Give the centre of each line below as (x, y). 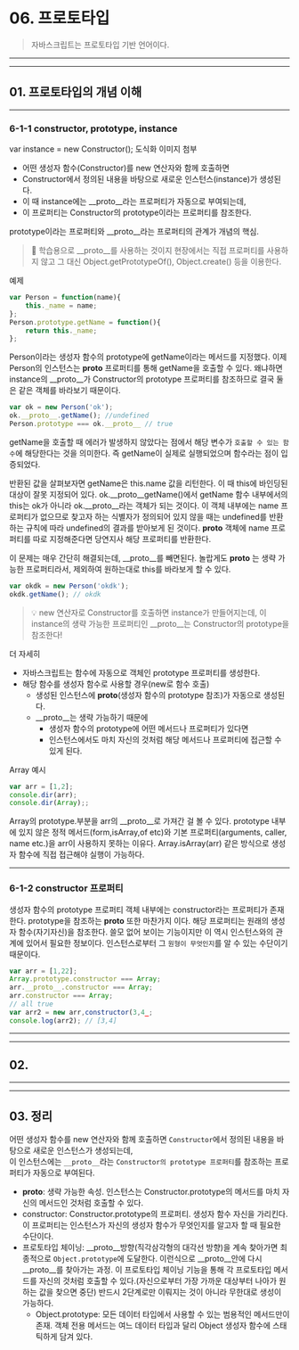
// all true (31, 1004)
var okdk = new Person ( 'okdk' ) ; (69, 586)
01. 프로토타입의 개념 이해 (76, 92)
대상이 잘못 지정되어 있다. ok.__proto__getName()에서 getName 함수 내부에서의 (149, 494)
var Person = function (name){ (65, 298)
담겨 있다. (76, 1337)
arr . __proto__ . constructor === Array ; (81, 988)
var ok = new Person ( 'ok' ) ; (61, 407)
